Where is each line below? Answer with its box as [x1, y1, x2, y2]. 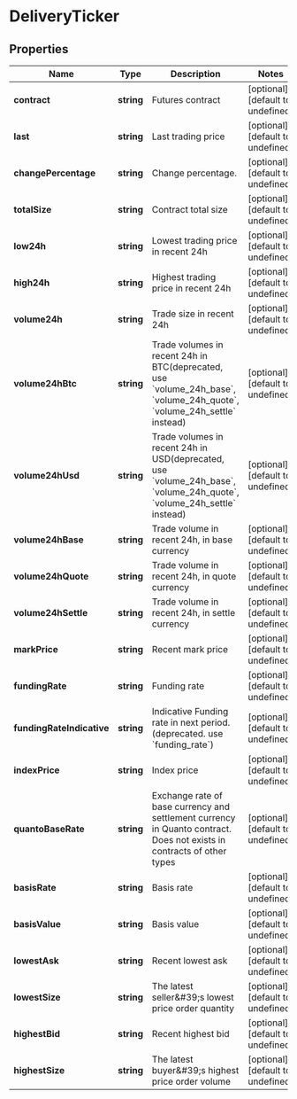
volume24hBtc [13, 378, 77, 389]
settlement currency [151, 812, 236, 823]
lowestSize [13, 991, 61, 1003]
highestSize [13, 1064, 65, 1076]
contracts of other [151, 845, 227, 857]
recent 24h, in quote [151, 570, 237, 582]
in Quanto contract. [151, 822, 232, 835]
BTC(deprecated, [151, 361, 224, 373]
